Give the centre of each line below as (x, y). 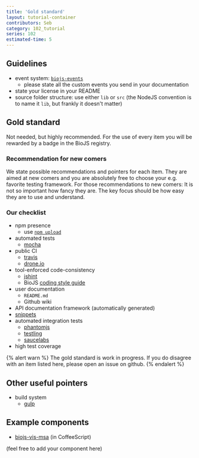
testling (33, 334)
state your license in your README (57, 91)
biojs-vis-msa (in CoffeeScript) (53, 436)
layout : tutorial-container (41, 17)
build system (30, 398)
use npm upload (42, 232)
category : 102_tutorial (36, 28)
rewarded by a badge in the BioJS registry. (59, 143)
